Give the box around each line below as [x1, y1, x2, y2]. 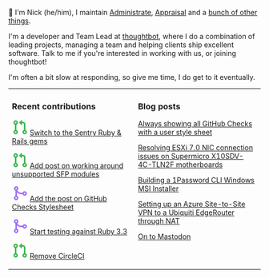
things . [8, 16, 31, 26]
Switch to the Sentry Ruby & [29, 128, 122, 137]
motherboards [175, 160, 223, 169]
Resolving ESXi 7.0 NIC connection [138, 143, 254, 153]
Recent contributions [11, 101, 96, 112]
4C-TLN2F [138, 160, 175, 169]
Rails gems [11, 137, 48, 146]
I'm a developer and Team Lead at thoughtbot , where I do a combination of [8, 32, 255, 41]
